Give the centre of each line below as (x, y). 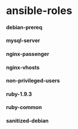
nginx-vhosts (23, 67)
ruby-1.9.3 (19, 94)
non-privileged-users (33, 81)
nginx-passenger (28, 54)
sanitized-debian (27, 120)
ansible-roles (39, 11)
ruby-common (24, 107)
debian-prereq (24, 27)
